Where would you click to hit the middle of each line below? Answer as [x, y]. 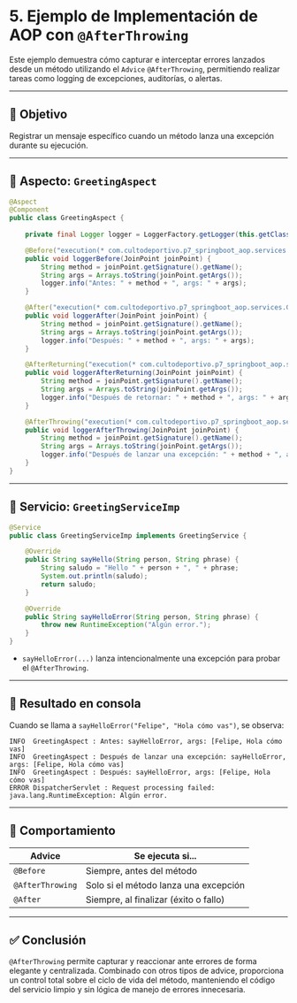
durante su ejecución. [49, 145]
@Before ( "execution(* [65, 250]
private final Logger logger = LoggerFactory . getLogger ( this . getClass [158, 235]
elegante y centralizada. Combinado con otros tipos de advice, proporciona [147, 971]
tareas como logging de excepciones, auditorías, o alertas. [116, 78]
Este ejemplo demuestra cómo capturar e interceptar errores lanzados [137, 59]
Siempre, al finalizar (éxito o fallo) [155, 900]
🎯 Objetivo [38, 115]
